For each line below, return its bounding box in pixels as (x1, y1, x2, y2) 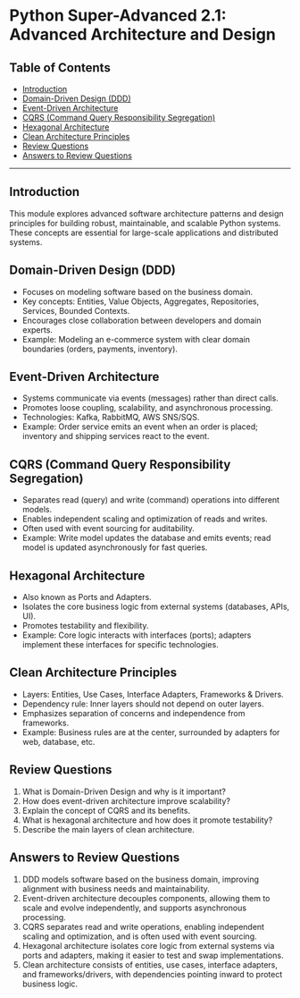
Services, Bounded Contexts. (21, 305, 130, 316)
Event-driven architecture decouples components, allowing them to (21, 892, 271, 903)
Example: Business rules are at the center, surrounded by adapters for (21, 726, 280, 738)
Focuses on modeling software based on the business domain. (21, 286, 254, 297)
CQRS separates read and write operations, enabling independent (21, 921, 265, 932)
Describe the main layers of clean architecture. (21, 824, 195, 834)
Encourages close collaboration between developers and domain (21, 315, 262, 326)
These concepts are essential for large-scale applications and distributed (9, 227, 279, 238)
